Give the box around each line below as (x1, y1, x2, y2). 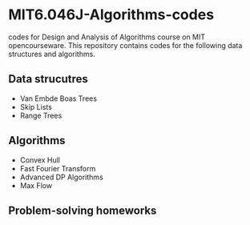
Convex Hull (19, 155, 60, 165)
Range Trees (19, 110, 62, 120)
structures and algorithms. (8, 49, 96, 58)
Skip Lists (19, 102, 52, 111)
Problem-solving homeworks (8, 203, 157, 217)
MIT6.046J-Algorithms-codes (8, 6, 215, 24)
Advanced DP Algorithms (19, 172, 104, 182)
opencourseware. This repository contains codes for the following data (8, 40, 243, 50)
